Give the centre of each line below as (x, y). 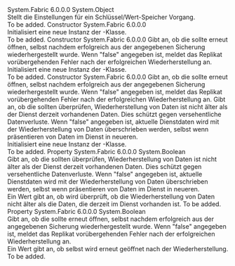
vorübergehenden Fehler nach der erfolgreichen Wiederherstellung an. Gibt (116, 99)
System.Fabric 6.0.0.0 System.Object (61, 9)
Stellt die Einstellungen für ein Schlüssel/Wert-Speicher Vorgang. (101, 17)
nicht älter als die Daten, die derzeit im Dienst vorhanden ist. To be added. (114, 204)
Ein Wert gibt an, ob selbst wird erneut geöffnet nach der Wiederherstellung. (118, 249)
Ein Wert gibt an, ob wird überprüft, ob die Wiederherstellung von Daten (111, 196)
